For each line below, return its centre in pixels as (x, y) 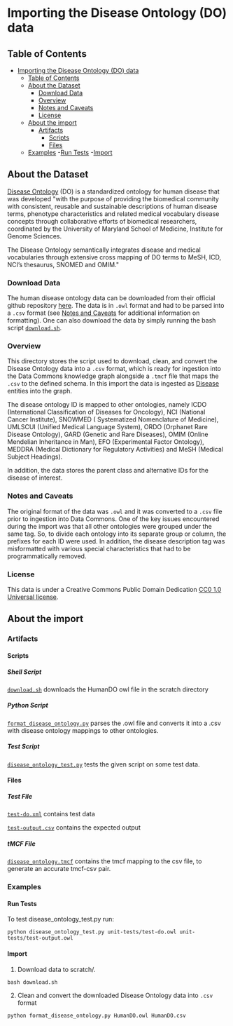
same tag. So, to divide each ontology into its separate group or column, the (117, 534)
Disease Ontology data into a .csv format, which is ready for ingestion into (114, 369)
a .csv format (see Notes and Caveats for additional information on (104, 313)
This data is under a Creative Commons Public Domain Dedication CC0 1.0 (114, 589)
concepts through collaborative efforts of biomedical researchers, (102, 221)
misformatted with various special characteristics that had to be (99, 548)
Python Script (28, 706)
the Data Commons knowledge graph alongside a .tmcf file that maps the (113, 376)
